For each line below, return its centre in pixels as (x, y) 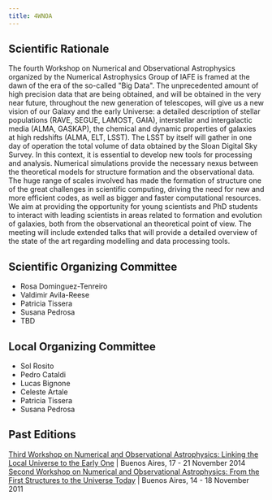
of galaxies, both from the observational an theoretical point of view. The (130, 224)
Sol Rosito (37, 366)
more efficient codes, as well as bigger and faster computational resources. (135, 198)
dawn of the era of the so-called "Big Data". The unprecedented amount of (134, 85)
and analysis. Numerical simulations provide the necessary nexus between (133, 163)
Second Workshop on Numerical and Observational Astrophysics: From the (134, 472)
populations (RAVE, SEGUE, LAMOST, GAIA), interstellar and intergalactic (131, 120)
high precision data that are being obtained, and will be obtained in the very (135, 94)
